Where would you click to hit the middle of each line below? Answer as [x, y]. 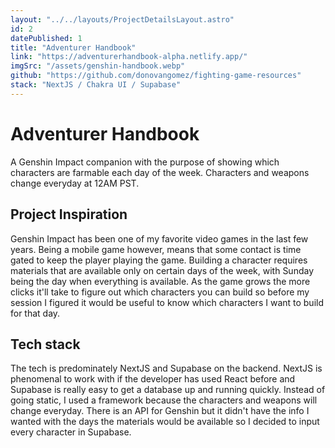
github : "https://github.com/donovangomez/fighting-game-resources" [156, 76]
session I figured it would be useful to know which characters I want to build [167, 302]
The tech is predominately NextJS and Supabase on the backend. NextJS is [166, 368]
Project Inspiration [69, 214]
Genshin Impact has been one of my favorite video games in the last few [159, 238]
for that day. [35, 313]
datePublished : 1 [46, 38]
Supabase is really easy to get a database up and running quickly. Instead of [168, 390]
